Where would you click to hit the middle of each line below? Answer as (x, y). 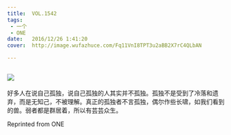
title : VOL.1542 (32, 13)
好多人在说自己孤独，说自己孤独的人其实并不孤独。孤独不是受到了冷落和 (110, 93)
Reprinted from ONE (36, 124)
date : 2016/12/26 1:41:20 (48, 39)
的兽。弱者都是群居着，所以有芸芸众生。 (64, 110)
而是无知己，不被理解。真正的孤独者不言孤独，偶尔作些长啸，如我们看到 (122, 101)
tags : (15, 20)
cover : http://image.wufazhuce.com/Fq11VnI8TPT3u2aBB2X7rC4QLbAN (104, 45)
